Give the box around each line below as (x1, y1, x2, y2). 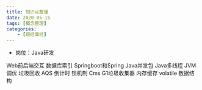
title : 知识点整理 (6, 9, 49, 15)
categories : (6, 26, 37, 32)
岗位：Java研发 (15, 49, 55, 57)
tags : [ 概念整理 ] (6, 20, 47, 26)
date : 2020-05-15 (6, 15, 51, 21)
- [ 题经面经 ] (17, 32, 47, 38)
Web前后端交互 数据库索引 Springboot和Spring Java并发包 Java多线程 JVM (6, 62, 197, 69)
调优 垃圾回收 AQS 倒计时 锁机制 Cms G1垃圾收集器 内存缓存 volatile (6, 69, 178, 77)
